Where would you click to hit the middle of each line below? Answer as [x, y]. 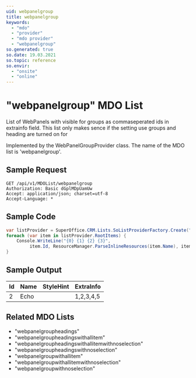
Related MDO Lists [40, 317]
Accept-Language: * [30, 199]
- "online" [24, 77]
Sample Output [34, 270]
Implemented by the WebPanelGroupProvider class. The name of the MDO [95, 145]
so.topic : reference [31, 60]
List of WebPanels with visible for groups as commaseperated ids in [87, 122]
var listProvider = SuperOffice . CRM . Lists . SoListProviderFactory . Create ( [98, 230]
